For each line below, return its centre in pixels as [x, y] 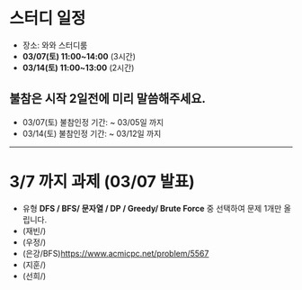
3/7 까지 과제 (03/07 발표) [102, 181]
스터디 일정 [48, 18]
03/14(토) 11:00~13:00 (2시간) [78, 68]
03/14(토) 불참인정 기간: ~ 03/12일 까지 [92, 133]
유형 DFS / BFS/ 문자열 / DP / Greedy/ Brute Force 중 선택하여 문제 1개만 [152, 208]
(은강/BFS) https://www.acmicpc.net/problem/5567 [115, 253]
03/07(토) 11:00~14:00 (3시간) [79, 56]
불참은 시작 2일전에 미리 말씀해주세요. [108, 99]
